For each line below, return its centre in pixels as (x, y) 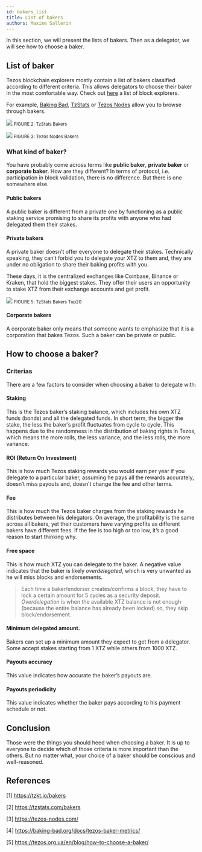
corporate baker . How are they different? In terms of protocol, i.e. (88, 171)
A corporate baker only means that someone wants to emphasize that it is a (100, 329)
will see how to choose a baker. (45, 47)
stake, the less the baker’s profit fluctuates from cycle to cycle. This (90, 424)
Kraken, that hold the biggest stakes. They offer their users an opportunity (99, 282)
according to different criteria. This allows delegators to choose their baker (99, 87)
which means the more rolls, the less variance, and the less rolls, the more (98, 437)
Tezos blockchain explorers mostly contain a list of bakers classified (91, 80)
